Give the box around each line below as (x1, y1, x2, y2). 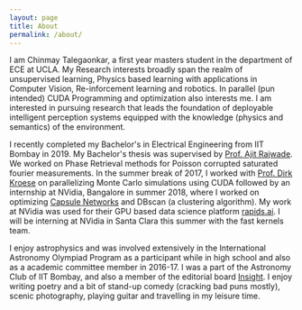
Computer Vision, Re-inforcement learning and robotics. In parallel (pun (9, 83, 275, 95)
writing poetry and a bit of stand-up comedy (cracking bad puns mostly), (9, 281, 281, 292)
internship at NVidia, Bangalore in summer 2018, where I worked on (9, 187, 260, 198)
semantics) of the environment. (9, 122, 126, 132)
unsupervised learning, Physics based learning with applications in (9, 74, 258, 85)
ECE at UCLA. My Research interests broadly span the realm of (9, 64, 243, 75)
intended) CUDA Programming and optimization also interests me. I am (9, 93, 272, 104)
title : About (9, 22, 59, 31)
